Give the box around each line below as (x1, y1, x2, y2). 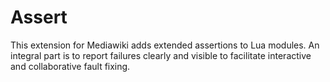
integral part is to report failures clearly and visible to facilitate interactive (10, 49, 312, 61)
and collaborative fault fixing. (10, 60, 131, 72)
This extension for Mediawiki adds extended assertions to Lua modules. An (10, 39, 320, 51)
